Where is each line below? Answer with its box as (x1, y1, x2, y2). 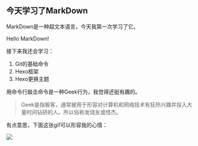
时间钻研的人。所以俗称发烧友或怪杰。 (26, 108, 122, 116)
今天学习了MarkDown (6, 5, 88, 16)
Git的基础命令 (14, 60, 49, 68)
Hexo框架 (14, 68, 39, 75)
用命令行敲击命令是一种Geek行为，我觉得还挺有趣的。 (6, 88, 141, 95)
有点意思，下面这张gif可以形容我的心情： (6, 121, 108, 129)
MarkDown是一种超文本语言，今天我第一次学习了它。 (6, 23, 139, 30)
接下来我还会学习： (6, 47, 54, 54)
